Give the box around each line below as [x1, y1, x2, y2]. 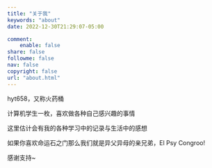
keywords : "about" [7, 17, 60, 24]
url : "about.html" [7, 74, 60, 81]
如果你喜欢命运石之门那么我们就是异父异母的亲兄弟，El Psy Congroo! [7, 138, 206, 146]
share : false [7, 49, 45, 56]
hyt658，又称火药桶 [7, 94, 65, 103]
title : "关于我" [7, 10, 51, 17]
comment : [7, 35, 33, 42]
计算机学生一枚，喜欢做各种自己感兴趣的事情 [7, 109, 136, 117]
